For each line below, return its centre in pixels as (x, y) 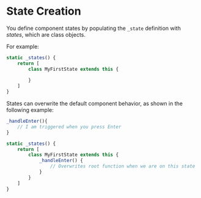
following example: (30, 110)
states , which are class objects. (46, 34)
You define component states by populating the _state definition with (94, 28)
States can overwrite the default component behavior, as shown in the (95, 104)
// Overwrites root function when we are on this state (122, 166)
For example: (23, 46)
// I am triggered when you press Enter (69, 127)
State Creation (44, 11)
